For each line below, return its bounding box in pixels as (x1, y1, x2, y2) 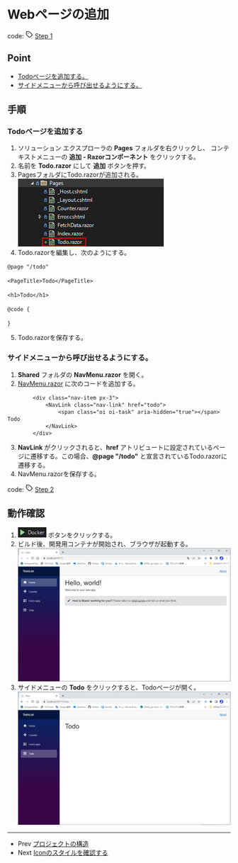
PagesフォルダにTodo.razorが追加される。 (17, 171, 143, 179)
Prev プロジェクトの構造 (17, 839, 89, 847)
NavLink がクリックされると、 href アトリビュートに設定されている (17, 443, 214, 451)
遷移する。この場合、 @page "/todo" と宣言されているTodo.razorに (30, 451, 228, 461)
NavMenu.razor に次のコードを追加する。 (17, 379, 140, 388)
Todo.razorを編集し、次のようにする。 (17, 249, 131, 257)
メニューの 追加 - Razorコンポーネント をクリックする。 (36, 153, 200, 162)
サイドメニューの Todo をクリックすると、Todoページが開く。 (17, 683, 200, 692)
